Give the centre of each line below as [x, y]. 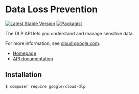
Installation [24, 75]
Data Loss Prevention [52, 9]
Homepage [25, 53]
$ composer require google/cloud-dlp [45, 86]
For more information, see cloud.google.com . [53, 43]
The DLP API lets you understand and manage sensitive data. [70, 33]
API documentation [33, 58]
